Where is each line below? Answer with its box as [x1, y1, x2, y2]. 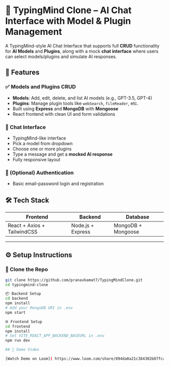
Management [5, 26, 62, 37]
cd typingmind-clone [5, 282, 49, 287]
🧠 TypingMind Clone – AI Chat [5, 5, 132, 16]
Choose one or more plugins [12, 146, 72, 152]
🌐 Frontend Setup [5, 319, 42, 324]
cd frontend [5, 324, 30, 329]
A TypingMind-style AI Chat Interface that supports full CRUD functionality [5, 42, 160, 49]
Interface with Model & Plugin [5, 15, 131, 27]
